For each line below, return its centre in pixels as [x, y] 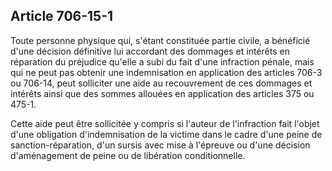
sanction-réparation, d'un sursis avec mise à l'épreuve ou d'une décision [160, 145]
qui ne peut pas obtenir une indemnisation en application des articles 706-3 [166, 72]
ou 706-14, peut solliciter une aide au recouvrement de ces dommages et [161, 83]
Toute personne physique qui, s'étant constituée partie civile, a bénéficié [160, 40]
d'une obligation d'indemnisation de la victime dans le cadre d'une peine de [166, 134]
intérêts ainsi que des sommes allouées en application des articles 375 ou [162, 93]
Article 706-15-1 [62, 16]
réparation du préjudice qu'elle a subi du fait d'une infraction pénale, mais [162, 61]
